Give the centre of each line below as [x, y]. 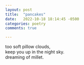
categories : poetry [25, 24]
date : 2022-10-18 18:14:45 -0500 [42, 19]
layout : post [19, 10]
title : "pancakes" [25, 14]
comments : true [21, 28]
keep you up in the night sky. [35, 52]
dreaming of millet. [24, 57]
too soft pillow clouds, [28, 47]
